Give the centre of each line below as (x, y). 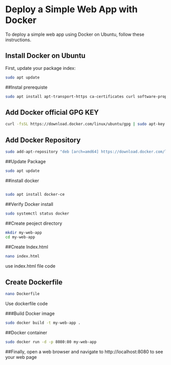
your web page (21, 357)
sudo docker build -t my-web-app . (43, 323)
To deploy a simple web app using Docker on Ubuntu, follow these (75, 34)
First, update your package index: (40, 68)
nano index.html (22, 256)
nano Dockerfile (22, 294)
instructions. (18, 40)
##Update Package (25, 161)
